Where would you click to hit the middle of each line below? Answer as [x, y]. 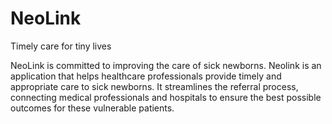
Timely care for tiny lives [61, 46]
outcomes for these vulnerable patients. [92, 108]
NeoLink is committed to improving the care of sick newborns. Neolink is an [166, 65]
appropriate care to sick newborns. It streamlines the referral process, [154, 86]
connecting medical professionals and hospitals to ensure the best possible [166, 97]
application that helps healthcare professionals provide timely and [146, 76]
